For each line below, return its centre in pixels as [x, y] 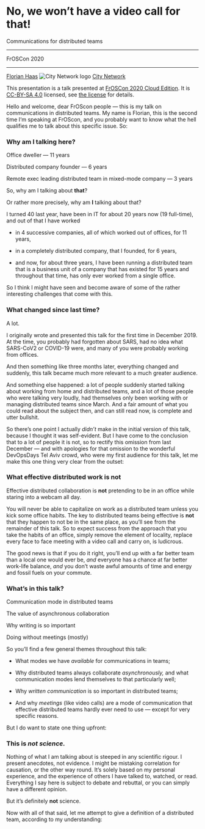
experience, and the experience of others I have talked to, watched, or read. [102, 776]
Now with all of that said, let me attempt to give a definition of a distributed [100, 813]
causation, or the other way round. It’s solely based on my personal [91, 770]
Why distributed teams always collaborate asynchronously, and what [102, 673]
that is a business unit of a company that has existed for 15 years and [102, 269]
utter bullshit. [23, 417]
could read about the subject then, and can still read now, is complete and [99, 411]
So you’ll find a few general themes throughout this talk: [77, 649]
